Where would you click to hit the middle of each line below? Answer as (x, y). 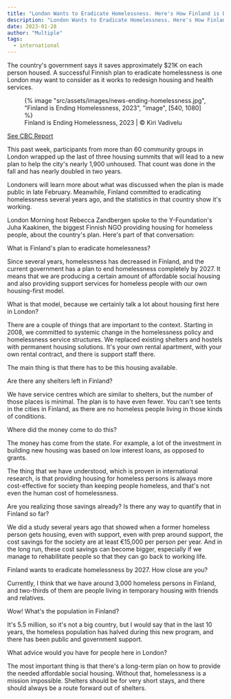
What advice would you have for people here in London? (87, 652)
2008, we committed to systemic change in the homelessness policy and (110, 332)
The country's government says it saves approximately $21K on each (105, 65)
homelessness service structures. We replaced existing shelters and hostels (115, 339)
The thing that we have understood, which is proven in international (102, 471)
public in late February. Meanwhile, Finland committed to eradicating (104, 192)
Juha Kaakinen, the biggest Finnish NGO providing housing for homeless (110, 227)
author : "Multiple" (35, 33)
